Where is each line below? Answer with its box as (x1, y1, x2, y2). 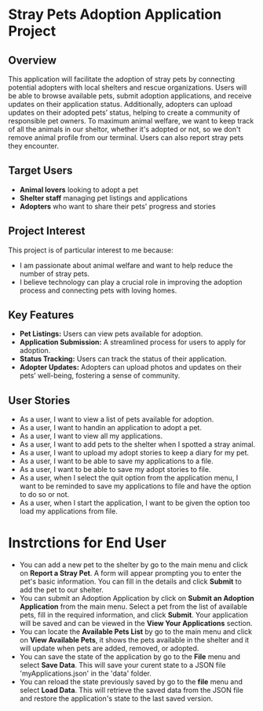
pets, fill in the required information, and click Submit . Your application (19, 610, 249, 620)
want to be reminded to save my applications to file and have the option (19, 481, 251, 491)
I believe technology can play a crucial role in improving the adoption (19, 277, 243, 286)
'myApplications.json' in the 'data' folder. (19, 669, 152, 678)
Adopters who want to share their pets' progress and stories (19, 201, 216, 211)
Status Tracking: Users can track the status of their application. (19, 354, 227, 363)
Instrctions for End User (8, 534, 166, 552)
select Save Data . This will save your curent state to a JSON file (19, 661, 226, 670)
